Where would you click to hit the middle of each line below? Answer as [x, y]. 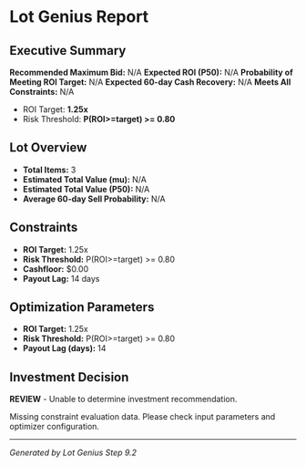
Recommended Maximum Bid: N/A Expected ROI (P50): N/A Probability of [151, 72]
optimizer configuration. [55, 427]
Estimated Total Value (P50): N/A [86, 189]
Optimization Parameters [82, 307]
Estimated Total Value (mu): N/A [85, 179]
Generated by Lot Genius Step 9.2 [73, 452]
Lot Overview [48, 148]
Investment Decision [69, 377]
